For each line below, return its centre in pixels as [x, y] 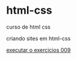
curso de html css [29, 27]
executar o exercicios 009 [38, 50]
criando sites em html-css [38, 38]
